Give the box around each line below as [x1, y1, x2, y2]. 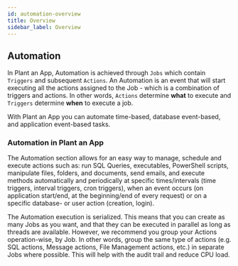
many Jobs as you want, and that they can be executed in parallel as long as [7, 221, 231, 229]
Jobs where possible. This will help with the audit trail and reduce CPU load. [7, 250, 230, 259]
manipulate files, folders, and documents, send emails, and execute [7, 169, 205, 177]
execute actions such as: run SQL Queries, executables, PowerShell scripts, [7, 161, 229, 170]
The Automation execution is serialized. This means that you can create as [7, 213, 225, 221]
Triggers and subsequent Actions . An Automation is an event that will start [7, 76, 226, 85]
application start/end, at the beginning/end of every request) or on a [7, 192, 207, 200]
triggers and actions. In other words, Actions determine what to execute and [7, 92, 232, 100]
